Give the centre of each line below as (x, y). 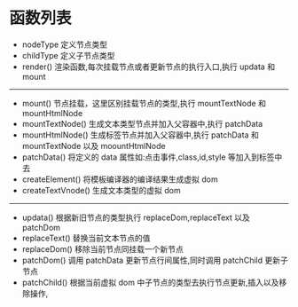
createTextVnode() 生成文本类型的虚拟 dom (102, 190)
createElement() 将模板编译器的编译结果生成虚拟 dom (120, 179)
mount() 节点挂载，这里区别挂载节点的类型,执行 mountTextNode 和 (144, 103)
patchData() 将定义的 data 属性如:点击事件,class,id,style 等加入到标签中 (152, 157)
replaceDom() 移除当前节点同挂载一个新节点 (102, 248)
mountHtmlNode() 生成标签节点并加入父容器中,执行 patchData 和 (140, 135)
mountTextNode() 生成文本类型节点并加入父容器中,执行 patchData (142, 123)
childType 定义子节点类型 (68, 55)
